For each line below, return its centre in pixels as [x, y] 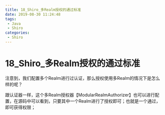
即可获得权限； [20, 107]
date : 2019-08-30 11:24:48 [33, 14]
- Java [14, 24]
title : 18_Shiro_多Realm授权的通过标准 [43, 10]
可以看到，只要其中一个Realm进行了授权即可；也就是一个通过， [96, 101]
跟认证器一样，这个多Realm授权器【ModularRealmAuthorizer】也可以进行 [80, 95]
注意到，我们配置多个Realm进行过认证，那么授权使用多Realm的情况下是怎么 [83, 78]
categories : [17, 33]
